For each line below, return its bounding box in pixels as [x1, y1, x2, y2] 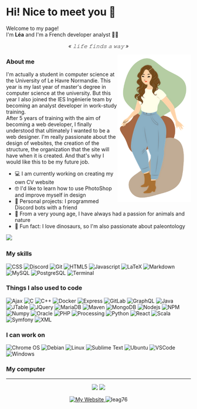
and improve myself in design [14, 191, 86, 199]
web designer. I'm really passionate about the [6, 134, 116, 141]
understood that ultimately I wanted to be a [6, 127, 110, 134]
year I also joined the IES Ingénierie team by [6, 96, 113, 103]
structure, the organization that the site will [6, 146, 110, 153]
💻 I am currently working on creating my [14, 170, 114, 177]
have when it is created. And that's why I [6, 152, 104, 159]
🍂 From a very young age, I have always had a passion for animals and [14, 210, 185, 217]
